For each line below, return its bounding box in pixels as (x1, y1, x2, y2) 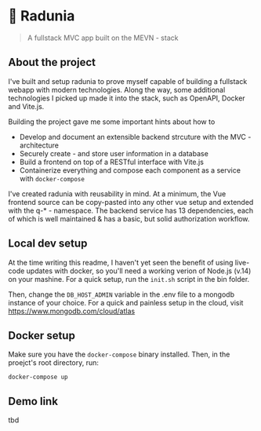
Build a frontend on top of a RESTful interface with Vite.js (19, 157, 204, 166)
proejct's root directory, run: (8, 358, 100, 367)
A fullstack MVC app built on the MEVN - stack (27, 33, 179, 42)
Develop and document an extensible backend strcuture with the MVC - (19, 132, 252, 141)
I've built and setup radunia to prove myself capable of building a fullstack (8, 76, 248, 86)
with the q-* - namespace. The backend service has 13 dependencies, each (8, 206, 254, 215)
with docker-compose (19, 173, 85, 183)
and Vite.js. (8, 101, 45, 111)
